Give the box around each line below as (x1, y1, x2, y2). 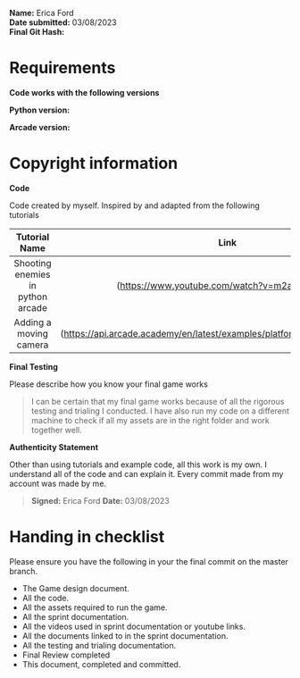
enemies (14, 268, 51, 280)
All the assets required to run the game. (21, 602, 168, 613)
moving (16, 327, 49, 339)
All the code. (21, 592, 70, 603)
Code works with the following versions (9, 87, 160, 97)
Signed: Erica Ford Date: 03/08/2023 (30, 495, 170, 506)
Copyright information (9, 154, 179, 173)
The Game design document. (21, 582, 129, 593)
